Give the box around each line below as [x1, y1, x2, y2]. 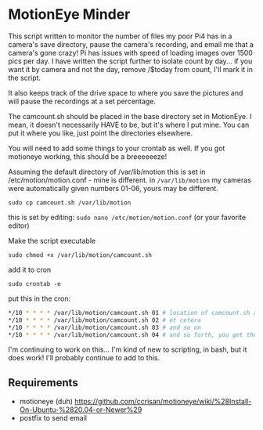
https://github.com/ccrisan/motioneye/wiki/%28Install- [74, 397, 252, 407]
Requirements [8, 376, 78, 389]
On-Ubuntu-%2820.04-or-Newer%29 [19, 405, 142, 414]
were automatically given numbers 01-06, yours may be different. [8, 183, 219, 193]
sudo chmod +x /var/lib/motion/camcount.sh [8, 251, 153, 259]
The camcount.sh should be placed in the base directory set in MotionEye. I [8, 111, 252, 121]
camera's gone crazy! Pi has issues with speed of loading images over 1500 [8, 48, 253, 57]
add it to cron [8, 265, 52, 274]
